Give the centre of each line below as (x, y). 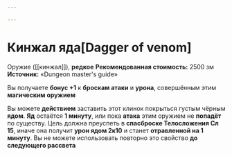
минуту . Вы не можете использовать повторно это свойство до (102, 138)
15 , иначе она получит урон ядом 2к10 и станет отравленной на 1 (105, 130)
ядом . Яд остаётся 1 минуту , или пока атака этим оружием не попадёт (114, 116)
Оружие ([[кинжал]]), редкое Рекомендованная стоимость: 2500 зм (111, 67)
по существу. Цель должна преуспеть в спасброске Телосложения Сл (113, 123)
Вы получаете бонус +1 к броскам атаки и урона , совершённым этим (112, 87)
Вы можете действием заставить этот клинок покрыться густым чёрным (116, 108)
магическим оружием (42, 95)
